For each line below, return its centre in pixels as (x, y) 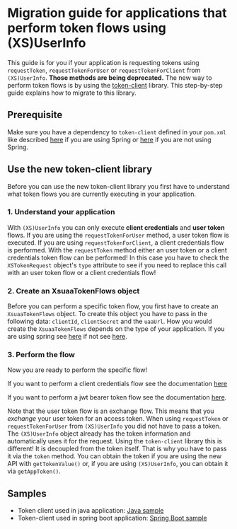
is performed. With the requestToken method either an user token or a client (117, 250)
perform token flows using (87, 28)
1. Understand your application (61, 212)
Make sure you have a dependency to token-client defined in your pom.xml (117, 132)
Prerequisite (35, 115)
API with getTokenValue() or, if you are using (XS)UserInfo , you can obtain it (118, 464)
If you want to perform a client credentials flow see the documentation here (117, 384)
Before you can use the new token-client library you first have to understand (118, 186)
